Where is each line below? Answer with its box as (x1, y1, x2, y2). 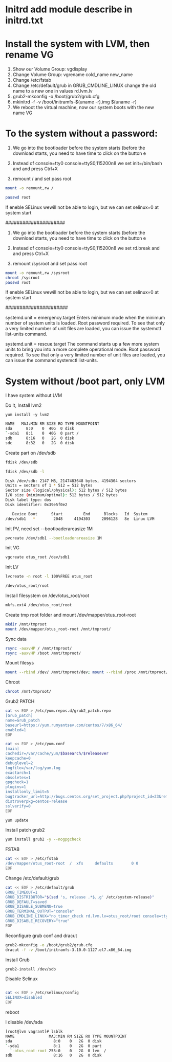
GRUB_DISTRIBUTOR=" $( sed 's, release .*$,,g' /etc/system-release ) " (5, 894, 155, 899)
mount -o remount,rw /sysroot (5, 270, 70, 276)
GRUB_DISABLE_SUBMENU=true (5, 904, 63, 909)
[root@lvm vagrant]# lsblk (5, 1029, 63, 1034)
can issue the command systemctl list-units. (5, 357, 98, 364)
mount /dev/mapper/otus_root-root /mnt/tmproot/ (5, 626, 111, 632)
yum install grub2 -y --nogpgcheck (5, 837, 81, 842)
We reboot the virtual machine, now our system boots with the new (12, 104, 155, 111)
